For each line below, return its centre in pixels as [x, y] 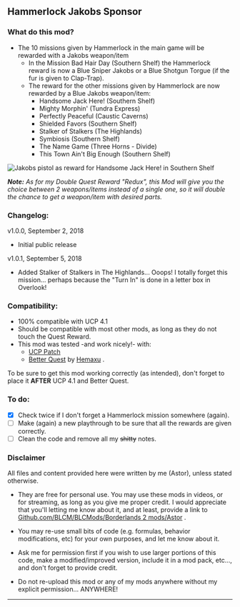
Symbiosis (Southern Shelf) [79, 139]
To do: [19, 399]
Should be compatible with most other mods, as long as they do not [117, 329]
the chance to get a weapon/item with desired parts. [85, 196]
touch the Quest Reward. [54, 337]
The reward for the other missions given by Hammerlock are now [124, 86]
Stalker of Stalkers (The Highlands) [91, 131]
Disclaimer [26, 458]
